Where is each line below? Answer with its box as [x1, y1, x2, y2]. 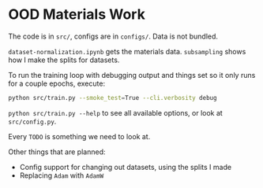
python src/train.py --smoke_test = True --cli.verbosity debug [8, 94, 217, 101]
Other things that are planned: [8, 147, 106, 157]
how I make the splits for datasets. [8, 55, 120, 65]
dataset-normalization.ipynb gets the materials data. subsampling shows [8, 46, 246, 56]
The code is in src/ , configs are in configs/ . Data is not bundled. [8, 31, 219, 41]
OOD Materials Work [8, 6, 146, 24]
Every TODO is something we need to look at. [8, 131, 151, 141]
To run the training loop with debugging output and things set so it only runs [8, 70, 256, 79]
